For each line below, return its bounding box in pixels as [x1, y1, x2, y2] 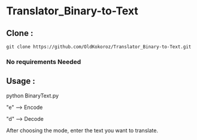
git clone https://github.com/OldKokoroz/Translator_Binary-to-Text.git [6, 44, 192, 50]
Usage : [6, 76, 36, 86]
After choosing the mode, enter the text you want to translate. [6, 127, 159, 134]
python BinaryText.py [6, 92, 59, 99]
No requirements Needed [6, 57, 81, 66]
